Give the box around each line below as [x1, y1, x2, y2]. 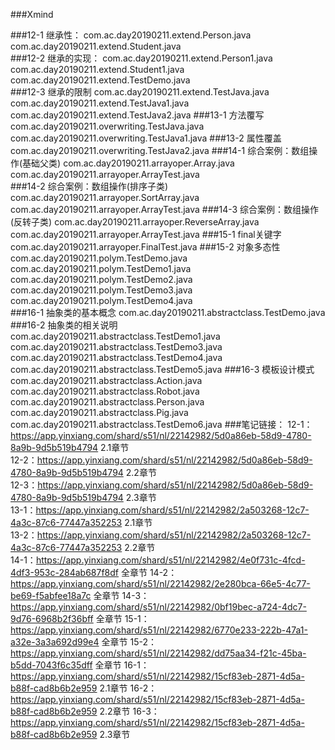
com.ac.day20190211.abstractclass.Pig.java [10, 407, 189, 418]
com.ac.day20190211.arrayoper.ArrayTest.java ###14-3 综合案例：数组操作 [10, 204, 320, 215]
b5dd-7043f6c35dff [10, 659, 93, 671]
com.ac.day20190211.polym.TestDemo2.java [10, 274, 193, 285]
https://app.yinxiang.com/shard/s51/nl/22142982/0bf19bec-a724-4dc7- [10, 601, 307, 613]
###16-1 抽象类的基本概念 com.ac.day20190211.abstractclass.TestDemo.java [10, 307, 326, 318]
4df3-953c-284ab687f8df [10, 567, 120, 578]
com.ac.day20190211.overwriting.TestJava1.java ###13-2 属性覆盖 [10, 132, 282, 144]
